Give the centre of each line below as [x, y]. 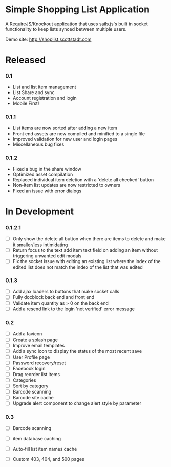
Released [26, 60]
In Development [40, 211]
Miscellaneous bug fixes [38, 144]
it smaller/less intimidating [40, 245]
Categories [24, 380]
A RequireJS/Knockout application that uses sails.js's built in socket [77, 24]
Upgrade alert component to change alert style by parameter [77, 403]
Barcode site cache [33, 398]
